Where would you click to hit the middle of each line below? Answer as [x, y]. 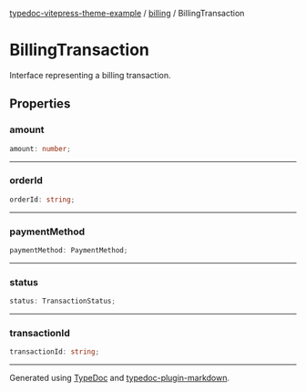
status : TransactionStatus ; [63, 301]
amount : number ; [40, 149]
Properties [40, 104]
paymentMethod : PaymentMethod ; [69, 250]
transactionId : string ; [55, 352]
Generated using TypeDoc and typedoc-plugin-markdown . [120, 378]
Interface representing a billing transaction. [90, 75]
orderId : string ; [42, 200]
